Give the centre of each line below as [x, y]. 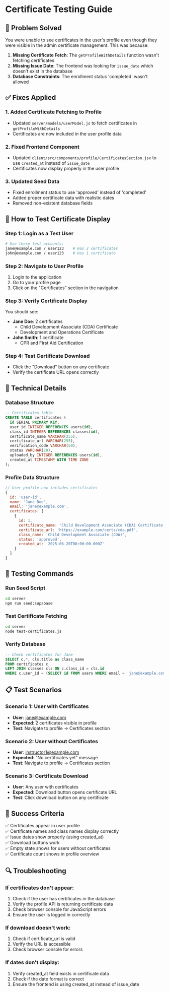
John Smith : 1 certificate [38, 338]
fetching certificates [33, 60]
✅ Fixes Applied [31, 97]
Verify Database [26, 644]
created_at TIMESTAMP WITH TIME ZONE [49, 459]
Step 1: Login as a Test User [39, 233]
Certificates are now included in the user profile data [67, 134]
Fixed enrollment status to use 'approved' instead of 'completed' [79, 192]
